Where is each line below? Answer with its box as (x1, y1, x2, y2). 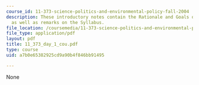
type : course (6, 47, 38, 53)
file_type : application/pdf (6, 30, 76, 36)
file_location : (6, 25, 44, 31)
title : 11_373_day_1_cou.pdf (6, 42, 78, 47)
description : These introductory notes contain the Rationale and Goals (6, 14, 190, 20)
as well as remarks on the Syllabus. (11, 19, 105, 25)
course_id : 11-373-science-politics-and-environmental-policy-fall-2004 (6, 8, 190, 15)
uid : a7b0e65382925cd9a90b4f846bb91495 (6, 52, 105, 58)
